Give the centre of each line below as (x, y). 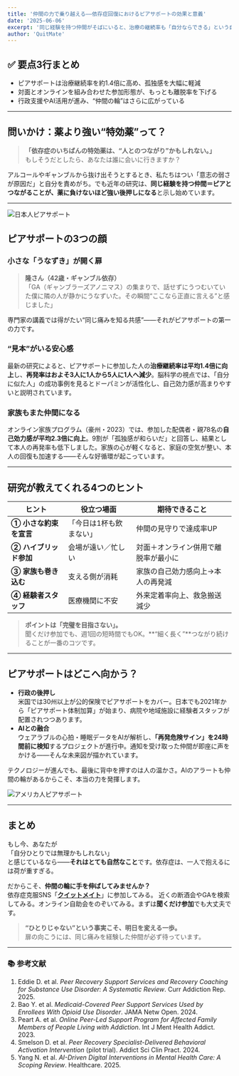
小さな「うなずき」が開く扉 (55, 261)
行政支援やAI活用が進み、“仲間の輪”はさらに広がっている (101, 101)
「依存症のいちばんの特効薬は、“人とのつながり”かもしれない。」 (120, 150)
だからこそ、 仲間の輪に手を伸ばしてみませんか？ (79, 886)
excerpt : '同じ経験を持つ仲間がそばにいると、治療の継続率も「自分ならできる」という (118, 27)
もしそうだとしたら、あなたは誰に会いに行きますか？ (103, 159)
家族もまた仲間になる (44, 413)
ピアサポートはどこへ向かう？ (73, 674)
